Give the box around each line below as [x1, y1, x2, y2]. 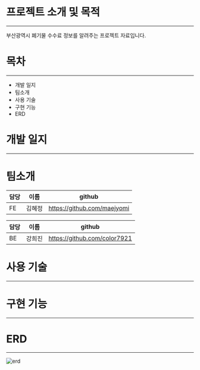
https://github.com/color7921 [48, 234, 132, 242]
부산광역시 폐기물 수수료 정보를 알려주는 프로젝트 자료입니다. [6, 32, 146, 39]
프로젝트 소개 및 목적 [6, 5, 100, 19]
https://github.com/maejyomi [48, 203, 130, 212]
